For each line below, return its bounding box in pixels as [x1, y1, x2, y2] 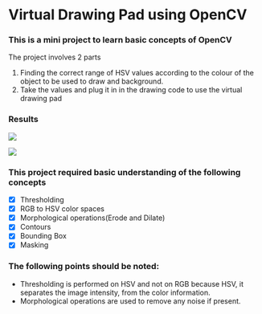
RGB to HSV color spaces [19, 204, 104, 214]
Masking [19, 240, 49, 250]
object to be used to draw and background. [19, 76, 164, 86]
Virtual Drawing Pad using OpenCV [8, 6, 248, 24]
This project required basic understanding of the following [8, 166, 241, 177]
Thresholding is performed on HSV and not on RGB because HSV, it [19, 279, 244, 288]
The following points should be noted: [8, 261, 159, 272]
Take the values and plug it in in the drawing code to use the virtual [19, 85, 243, 95]
